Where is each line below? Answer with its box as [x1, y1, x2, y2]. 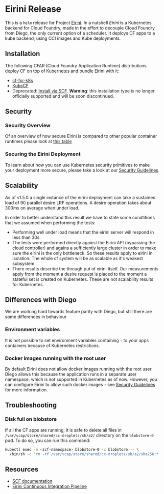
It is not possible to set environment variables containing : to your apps [5, 337, 149, 343]
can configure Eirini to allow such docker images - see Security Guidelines [5, 381, 156, 387]
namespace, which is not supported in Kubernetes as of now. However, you [5, 376, 158, 382]
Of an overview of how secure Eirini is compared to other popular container [5, 133, 157, 139]
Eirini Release [5, 3, 62, 15]
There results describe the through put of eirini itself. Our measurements [12, 265, 159, 271]
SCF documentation [12, 478, 53, 484]
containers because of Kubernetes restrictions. [5, 343, 100, 349]
